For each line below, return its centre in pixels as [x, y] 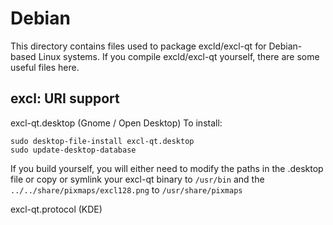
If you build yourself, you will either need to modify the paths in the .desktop [167, 168]
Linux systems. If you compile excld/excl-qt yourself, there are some [179, 56]
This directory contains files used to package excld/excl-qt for [138, 46]
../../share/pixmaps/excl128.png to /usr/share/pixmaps [126, 189]
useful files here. [45, 67]
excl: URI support [65, 98]
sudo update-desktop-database [73, 150]
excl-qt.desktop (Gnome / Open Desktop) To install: [116, 123]
